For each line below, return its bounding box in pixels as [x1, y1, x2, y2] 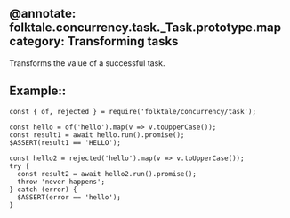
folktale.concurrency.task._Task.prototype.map [9, 20, 282, 36]
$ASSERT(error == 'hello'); [17, 192, 122, 202]
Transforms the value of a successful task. [9, 57, 165, 69]
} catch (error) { [9, 185, 77, 194]
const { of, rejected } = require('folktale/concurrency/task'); [9, 107, 256, 116]
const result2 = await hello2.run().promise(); [17, 169, 197, 178]
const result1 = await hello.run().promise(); [9, 130, 185, 140]
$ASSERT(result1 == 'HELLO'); [9, 138, 122, 147]
